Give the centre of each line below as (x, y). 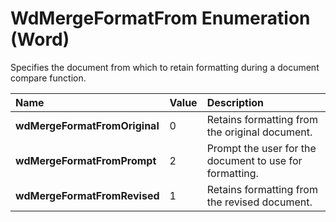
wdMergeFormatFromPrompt (86, 160)
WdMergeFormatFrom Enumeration (160, 18)
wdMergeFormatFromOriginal (87, 125)
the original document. (259, 132)
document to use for (254, 160)
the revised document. (259, 202)
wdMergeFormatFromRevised (87, 195)
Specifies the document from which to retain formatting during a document (165, 67)
